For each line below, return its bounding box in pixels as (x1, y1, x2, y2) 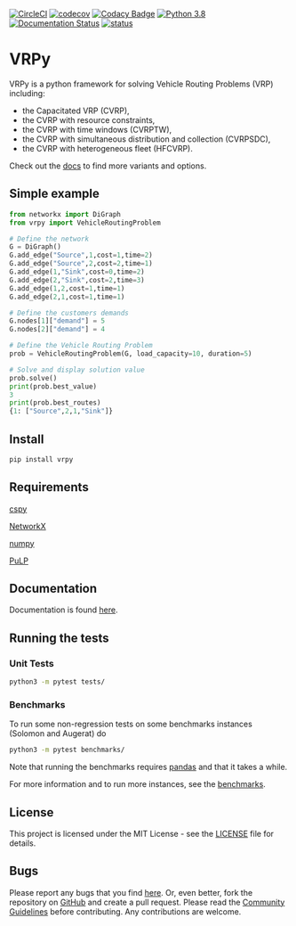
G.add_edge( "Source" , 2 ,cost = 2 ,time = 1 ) (9, 259, 153, 268)
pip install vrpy (9, 455, 74, 463)
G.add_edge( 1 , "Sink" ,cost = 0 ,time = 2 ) (9, 267, 145, 276)
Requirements (9, 479, 89, 495)
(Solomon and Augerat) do (9, 728, 107, 739)
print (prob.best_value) (9, 381, 98, 391)
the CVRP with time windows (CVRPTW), (21, 124, 172, 135)
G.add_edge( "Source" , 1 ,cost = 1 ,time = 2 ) (9, 250, 153, 260)
